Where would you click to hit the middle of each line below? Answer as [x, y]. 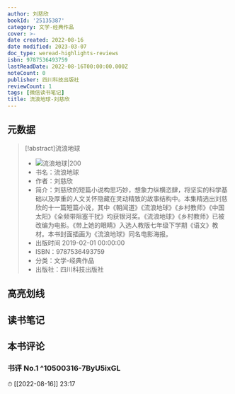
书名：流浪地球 [57, 172]
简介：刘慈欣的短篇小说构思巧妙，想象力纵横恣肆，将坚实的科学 [128, 190]
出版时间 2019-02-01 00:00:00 [80, 243]
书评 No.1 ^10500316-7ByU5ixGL [64, 368]
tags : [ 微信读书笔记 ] [36, 93]
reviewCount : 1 [30, 86]
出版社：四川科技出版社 [69, 269]
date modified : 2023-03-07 [47, 47]
